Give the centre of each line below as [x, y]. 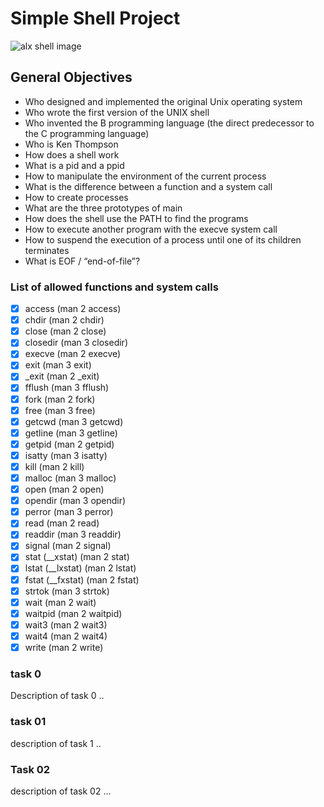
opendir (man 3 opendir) [75, 501]
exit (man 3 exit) [58, 365]
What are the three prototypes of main [103, 208]
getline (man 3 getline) [71, 433]
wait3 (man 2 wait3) [66, 624]
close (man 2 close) [65, 331]
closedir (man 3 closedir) [76, 343]
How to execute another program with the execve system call [151, 229]
